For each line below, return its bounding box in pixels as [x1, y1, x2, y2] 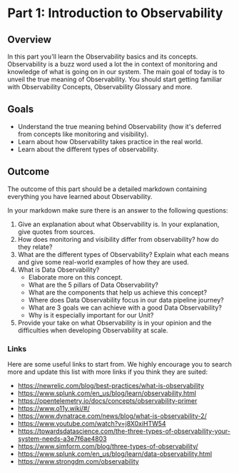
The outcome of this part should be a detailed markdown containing [7, 184, 207, 193]
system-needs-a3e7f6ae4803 [17, 434, 107, 443]
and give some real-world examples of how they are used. [17, 258, 189, 266]
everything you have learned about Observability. [7, 192, 153, 200]
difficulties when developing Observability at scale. [17, 326, 168, 335]
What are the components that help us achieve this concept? [28, 288, 208, 297]
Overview [7, 34, 52, 46]
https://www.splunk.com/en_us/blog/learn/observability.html [17, 389, 196, 397]
